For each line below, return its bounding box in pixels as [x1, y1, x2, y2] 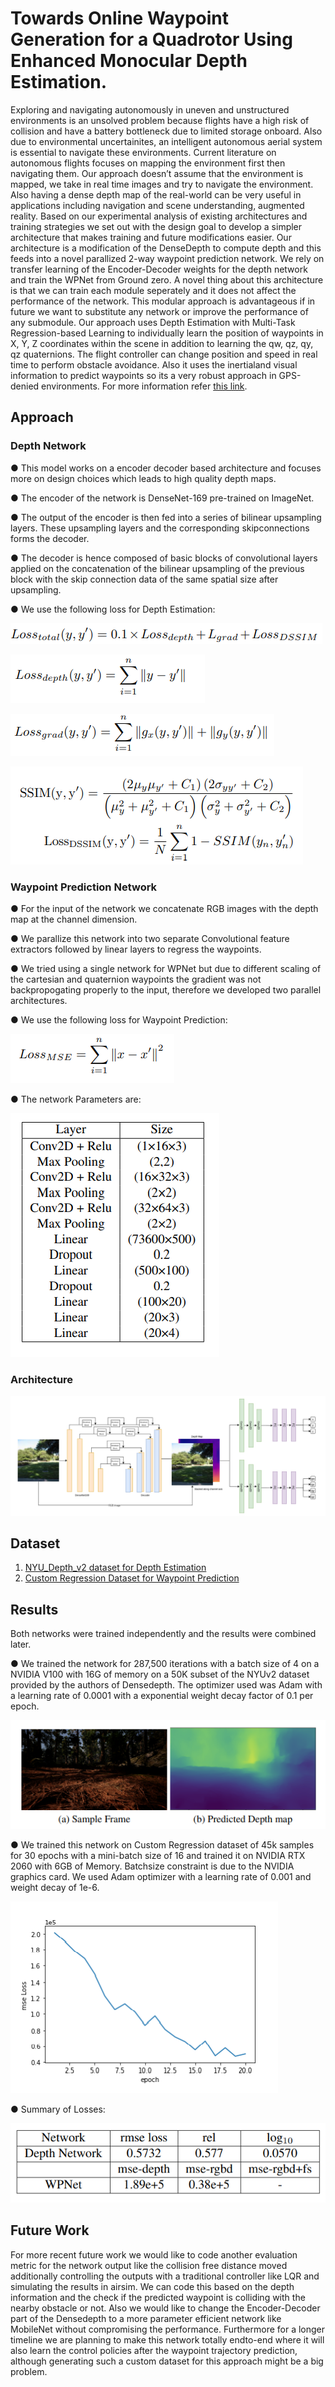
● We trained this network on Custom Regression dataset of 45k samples [10, 1839, 315, 1851]
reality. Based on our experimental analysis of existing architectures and [10, 210, 308, 222]
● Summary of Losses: [10, 2103, 106, 2116]
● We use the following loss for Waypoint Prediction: [10, 1013, 228, 1026]
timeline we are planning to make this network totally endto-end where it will [10, 2333, 325, 2346]
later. [10, 1638, 32, 1651]
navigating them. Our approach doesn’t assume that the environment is [10, 167, 304, 179]
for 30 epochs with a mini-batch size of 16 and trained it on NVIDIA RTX [10, 1850, 306, 1862]
